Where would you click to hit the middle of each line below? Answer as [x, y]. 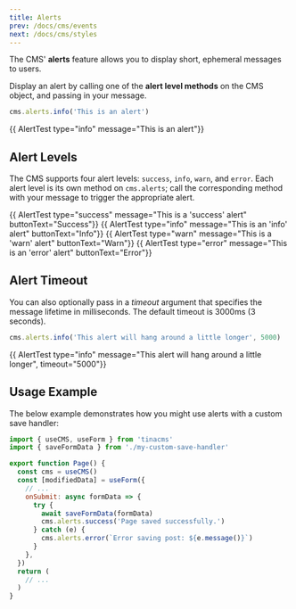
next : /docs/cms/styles [53, 34]
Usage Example [53, 392]
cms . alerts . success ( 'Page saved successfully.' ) [133, 522]
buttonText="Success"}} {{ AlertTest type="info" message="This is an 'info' [148, 225]
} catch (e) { [59, 530]
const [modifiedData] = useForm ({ [81, 481]
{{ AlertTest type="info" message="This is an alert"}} [107, 129]
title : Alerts [36, 17]
